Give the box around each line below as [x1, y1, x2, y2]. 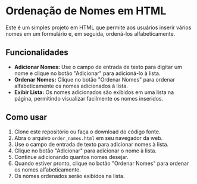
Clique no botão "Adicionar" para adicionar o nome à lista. [14, 147, 157, 154]
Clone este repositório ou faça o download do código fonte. [14, 128, 161, 135]
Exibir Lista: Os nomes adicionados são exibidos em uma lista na [14, 88, 174, 96]
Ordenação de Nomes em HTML [5, 4, 167, 18]
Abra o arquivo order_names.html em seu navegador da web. [14, 134, 163, 141]
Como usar [5, 112, 48, 123]
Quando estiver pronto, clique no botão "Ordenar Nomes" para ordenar [14, 160, 189, 167]
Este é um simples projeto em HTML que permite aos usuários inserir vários [5, 24, 192, 31]
